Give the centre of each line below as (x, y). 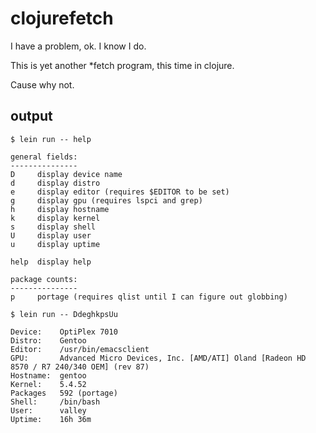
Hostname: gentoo (48, 375)
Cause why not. (42, 84)
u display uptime (55, 244)
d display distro (55, 183)
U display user (51, 235)
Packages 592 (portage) (64, 393)
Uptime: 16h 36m (51, 419)
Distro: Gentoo (48, 340)
